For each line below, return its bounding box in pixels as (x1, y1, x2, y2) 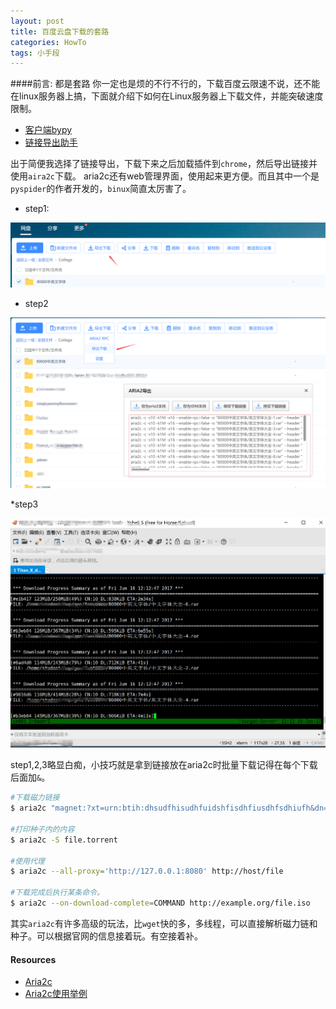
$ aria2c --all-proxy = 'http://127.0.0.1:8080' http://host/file (10, 866, 284, 877)
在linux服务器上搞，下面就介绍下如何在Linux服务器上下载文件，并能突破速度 (10, 90, 324, 102)
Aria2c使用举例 (24, 988, 88, 1000)
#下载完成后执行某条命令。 (10, 888, 105, 898)
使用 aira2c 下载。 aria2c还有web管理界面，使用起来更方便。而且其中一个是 (10, 170, 320, 182)
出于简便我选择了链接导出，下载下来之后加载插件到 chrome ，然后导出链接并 (10, 158, 318, 170)
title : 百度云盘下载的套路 (10, 26, 110, 37)
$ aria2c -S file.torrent (10, 835, 118, 845)
